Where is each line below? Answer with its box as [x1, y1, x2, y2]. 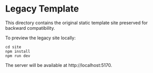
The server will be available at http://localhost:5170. [5, 62, 113, 68]
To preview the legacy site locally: [5, 35, 76, 41]
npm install [5, 49, 30, 54]
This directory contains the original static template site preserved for [5, 20, 148, 26]
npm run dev [5, 53, 30, 58]
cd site [5, 44, 22, 49]
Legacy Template [5, 3, 79, 15]
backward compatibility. [5, 25, 56, 31]
